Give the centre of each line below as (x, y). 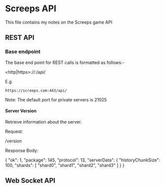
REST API (20, 38)
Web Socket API (30, 181)
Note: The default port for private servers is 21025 (56, 99)
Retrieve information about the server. (44, 122)
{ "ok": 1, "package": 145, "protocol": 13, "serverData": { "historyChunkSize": (83, 160)
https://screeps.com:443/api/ (36, 91)
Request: (14, 131)
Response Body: (22, 150)
